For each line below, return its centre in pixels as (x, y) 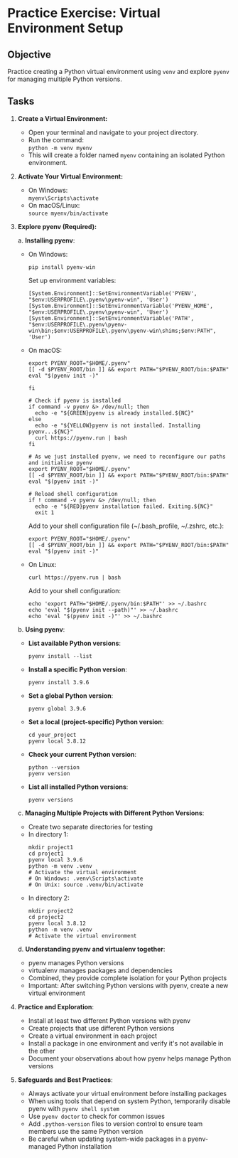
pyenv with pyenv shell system (74, 1108)
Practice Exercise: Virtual (84, 13)
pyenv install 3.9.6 (59, 682)
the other (42, 1051)
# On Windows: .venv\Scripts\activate (86, 878)
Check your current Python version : (82, 754)
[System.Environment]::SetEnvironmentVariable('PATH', (111, 318)
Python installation (85, 1146)
